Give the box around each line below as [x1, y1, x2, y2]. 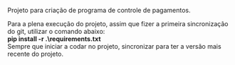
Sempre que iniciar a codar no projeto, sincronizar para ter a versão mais [7, 42, 222, 50]
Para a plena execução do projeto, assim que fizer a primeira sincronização [7, 20, 229, 28]
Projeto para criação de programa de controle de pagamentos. [7, 6, 191, 14]
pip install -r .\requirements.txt [7, 35, 101, 43]
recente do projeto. [7, 49, 64, 58]
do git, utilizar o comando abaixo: [7, 28, 105, 35]
